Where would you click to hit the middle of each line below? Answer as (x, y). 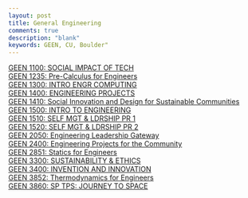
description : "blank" (44, 38)
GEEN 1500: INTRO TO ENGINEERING (70, 110)
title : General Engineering (55, 23)
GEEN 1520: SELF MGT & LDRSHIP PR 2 (73, 127)
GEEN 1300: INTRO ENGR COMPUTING (73, 85)
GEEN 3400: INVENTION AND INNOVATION (80, 169)
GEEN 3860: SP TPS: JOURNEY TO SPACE (78, 186)
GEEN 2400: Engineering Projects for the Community (95, 144)
